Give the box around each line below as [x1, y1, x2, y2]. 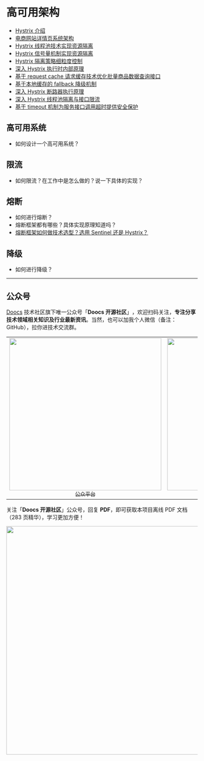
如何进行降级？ [15, 266, 53, 273]
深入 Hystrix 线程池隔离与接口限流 [15, 95, 100, 102]
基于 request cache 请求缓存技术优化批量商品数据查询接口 [15, 73, 161, 80]
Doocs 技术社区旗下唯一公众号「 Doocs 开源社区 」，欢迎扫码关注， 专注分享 [6, 308, 196, 316]
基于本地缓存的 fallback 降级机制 [15, 80, 97, 87]
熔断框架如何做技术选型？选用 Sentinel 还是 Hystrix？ [15, 229, 149, 236]
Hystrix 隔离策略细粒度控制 [15, 57, 83, 65]
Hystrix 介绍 [15, 27, 46, 34]
